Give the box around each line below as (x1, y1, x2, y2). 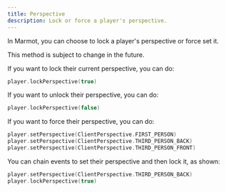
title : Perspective (7, 10, 66, 18)
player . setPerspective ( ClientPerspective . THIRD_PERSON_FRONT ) (7, 144, 196, 151)
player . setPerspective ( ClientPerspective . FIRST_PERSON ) (7, 131, 177, 139)
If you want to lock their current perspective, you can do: (7, 64, 175, 73)
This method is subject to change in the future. (7, 50, 145, 59)
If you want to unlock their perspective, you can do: (7, 90, 159, 100)
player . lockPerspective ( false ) (7, 105, 101, 112)
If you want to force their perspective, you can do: (7, 117, 155, 126)
